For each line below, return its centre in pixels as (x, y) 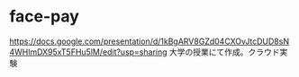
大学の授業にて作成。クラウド (225, 52)
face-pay (44, 17)
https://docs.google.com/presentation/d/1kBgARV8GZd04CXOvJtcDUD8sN (149, 41)
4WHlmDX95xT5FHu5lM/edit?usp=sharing (89, 52)
